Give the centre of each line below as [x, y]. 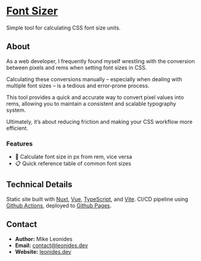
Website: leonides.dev [43, 251]
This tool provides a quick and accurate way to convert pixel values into [95, 97]
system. [16, 110]
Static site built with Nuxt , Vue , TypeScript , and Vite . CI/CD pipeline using [97, 199]
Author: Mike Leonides [44, 239]
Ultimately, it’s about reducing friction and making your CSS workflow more [99, 121]
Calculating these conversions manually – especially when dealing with [94, 79]
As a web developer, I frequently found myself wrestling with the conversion [100, 61]
